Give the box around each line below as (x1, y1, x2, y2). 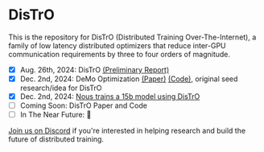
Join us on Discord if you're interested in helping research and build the (8, 126, 246, 136)
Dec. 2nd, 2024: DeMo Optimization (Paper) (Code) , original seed (19, 74, 238, 84)
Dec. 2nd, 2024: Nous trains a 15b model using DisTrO (19, 92, 200, 101)
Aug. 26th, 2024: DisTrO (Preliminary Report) (19, 64, 170, 74)
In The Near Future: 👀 (19, 110, 92, 120)
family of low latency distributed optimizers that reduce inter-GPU (8, 40, 227, 50)
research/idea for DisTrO (19, 83, 102, 93)
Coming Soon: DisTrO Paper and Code (19, 101, 147, 110)
